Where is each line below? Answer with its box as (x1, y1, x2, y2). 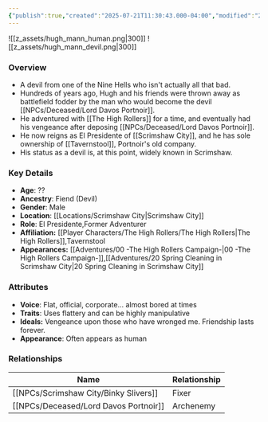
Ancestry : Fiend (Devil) (19, 194, 98, 204)
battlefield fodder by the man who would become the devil (19, 96, 213, 106)
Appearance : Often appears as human (19, 334, 148, 343)
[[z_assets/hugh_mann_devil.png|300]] (8, 41, 137, 52)
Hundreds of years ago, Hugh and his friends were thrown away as (19, 88, 241, 98)
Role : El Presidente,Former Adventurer (19, 220, 147, 229)
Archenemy (171, 400, 216, 411)
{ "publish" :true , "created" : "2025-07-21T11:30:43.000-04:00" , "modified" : (8, 11, 255, 20)
